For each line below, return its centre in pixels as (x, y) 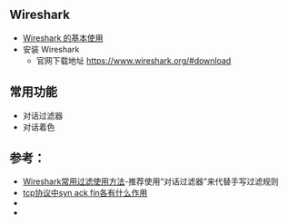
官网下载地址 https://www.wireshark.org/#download (134, 60)
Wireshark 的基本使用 (63, 38)
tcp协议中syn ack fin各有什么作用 (85, 193)
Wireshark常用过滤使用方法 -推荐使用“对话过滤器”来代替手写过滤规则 (150, 181)
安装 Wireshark (51, 49)
